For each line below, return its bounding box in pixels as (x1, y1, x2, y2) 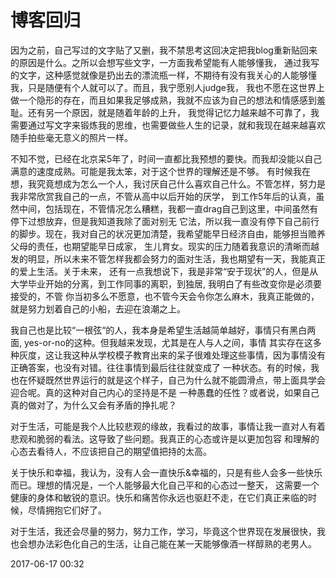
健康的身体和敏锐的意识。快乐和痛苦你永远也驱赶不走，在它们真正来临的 (10, 491, 308, 503)
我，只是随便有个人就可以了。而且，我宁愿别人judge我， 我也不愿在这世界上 (10, 81, 325, 93)
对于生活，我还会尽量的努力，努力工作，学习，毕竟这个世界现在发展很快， (10, 525, 317, 537)
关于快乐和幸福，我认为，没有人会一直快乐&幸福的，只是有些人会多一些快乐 (10, 466, 323, 478)
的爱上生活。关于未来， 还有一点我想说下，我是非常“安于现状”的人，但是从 (10, 265, 319, 277)
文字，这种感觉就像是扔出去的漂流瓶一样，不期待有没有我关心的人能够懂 (18, 69, 317, 81)
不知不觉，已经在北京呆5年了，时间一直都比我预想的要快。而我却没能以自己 (10, 152, 323, 165)
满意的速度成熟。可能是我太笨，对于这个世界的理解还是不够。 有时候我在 (10, 165, 311, 177)
